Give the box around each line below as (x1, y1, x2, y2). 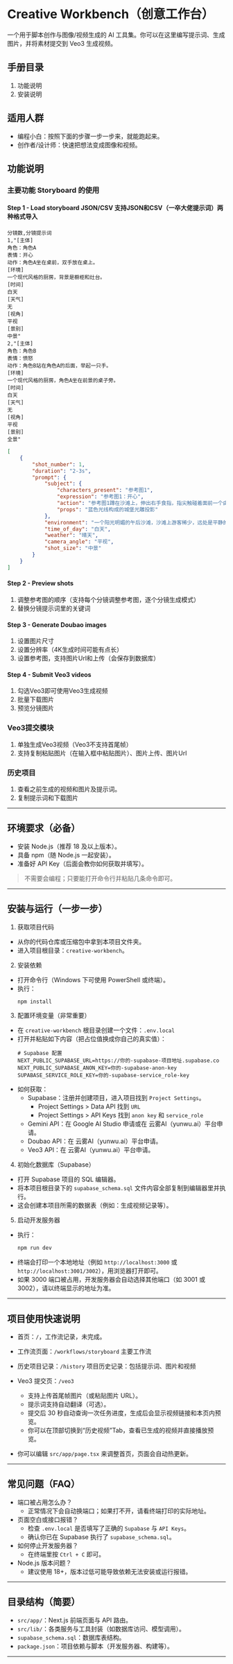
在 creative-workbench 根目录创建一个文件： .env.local (17, 1026, 175, 1034)
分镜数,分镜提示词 (7, 230, 52, 237)
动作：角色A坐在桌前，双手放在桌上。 (7, 259, 98, 266)
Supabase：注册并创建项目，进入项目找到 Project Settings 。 (27, 1094, 206, 1102)
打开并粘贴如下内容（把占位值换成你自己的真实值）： (17, 1035, 166, 1043)
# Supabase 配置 (17, 1050, 62, 1057)
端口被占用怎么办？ (17, 1498, 73, 1506)
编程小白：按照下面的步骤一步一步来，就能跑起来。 (17, 132, 164, 140)
